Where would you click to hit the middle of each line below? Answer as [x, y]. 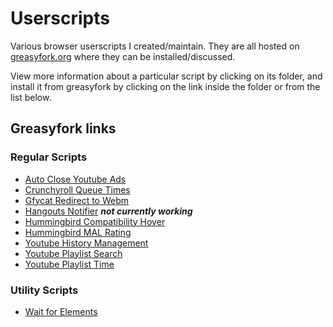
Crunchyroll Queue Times [77, 189]
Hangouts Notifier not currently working [108, 211]
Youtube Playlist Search [73, 253]
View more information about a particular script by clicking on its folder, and [166, 76]
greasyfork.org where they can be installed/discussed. [123, 56]
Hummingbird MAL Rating [78, 232]
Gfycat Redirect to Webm [77, 200]
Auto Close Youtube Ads [75, 179]
